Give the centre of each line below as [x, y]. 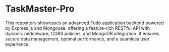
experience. [18, 44]
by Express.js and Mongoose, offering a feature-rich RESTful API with [78, 28]
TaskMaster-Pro [40, 9]
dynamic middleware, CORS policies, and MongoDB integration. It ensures [82, 33]
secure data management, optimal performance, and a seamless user [77, 39]
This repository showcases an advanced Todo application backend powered [84, 23]
